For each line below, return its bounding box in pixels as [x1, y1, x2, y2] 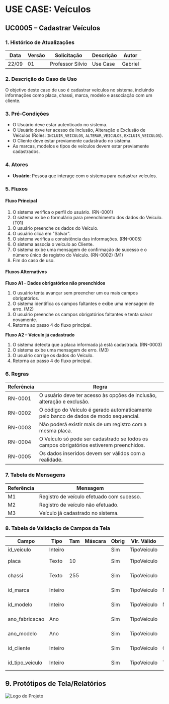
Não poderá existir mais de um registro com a [39, 421, 147, 428]
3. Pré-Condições [5, 110, 49, 117]
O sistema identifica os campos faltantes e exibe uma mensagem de [12, 300, 154, 307]
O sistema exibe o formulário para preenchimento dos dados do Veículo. [12, 214, 163, 220]
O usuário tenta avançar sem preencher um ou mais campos [12, 290, 138, 296]
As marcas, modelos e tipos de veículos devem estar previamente [12, 143, 149, 149]
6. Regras [5, 370, 29, 377]
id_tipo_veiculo [8, 659, 43, 666]
